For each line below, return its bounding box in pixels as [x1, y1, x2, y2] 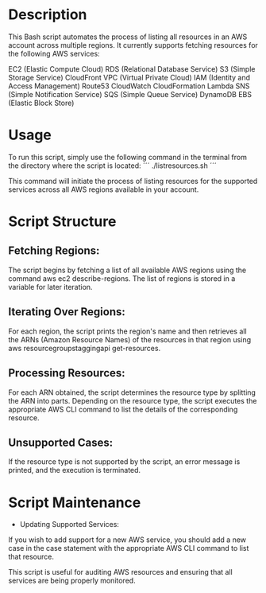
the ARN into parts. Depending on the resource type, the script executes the [8, 396, 257, 405]
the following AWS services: [8, 49, 101, 58]
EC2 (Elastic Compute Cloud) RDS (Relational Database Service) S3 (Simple [8, 64, 256, 73]
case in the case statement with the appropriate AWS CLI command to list [8, 544, 249, 553]
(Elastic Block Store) [8, 98, 75, 107]
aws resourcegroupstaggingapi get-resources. [8, 343, 161, 353]
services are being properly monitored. [8, 575, 137, 586]
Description [8, 6, 87, 24]
